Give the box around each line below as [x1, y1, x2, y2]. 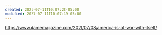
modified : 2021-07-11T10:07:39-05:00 [5, 12, 81, 16]
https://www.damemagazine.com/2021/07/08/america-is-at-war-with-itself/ [5, 24, 157, 30]
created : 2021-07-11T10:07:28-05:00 [5, 7, 79, 12]
